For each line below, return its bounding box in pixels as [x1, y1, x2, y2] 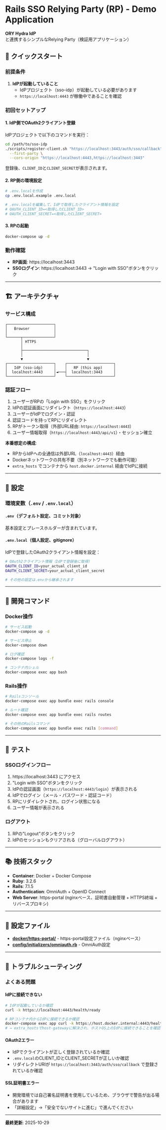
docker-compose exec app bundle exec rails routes [5, 712, 112, 717]
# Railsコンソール [5, 694, 40, 699]
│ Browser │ [5, 326, 56, 331]
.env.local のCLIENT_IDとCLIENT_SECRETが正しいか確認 [12, 1055, 129, 1061]
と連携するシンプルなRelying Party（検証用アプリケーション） [5, 36, 132, 42]
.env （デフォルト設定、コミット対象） [5, 513, 83, 519]
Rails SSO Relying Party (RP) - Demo [5, 3, 157, 15]
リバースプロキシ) [12, 901, 49, 907]
